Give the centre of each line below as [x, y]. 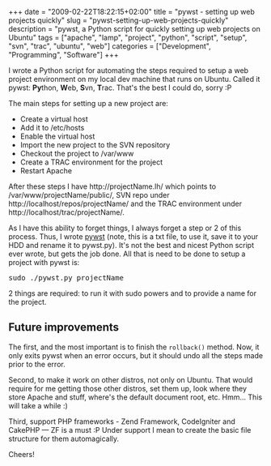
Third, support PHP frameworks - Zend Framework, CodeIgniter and [122, 421]
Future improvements [64, 327]
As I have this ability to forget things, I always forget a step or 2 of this [125, 228]
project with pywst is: [44, 262]
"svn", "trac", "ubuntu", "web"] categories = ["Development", [110, 46]
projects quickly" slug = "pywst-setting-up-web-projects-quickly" [119, 20]
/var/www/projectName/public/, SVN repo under [89, 195]
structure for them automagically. [64, 438]
